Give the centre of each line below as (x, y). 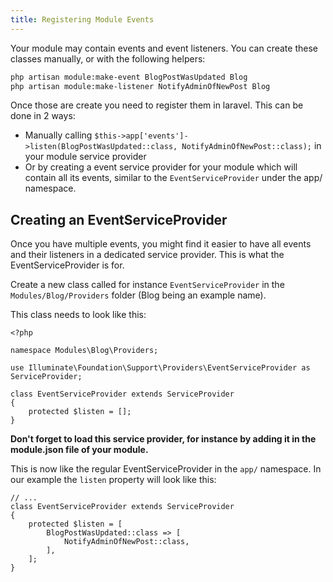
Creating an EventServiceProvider (119, 219)
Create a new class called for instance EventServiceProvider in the (147, 285)
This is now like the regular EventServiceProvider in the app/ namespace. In (166, 469)
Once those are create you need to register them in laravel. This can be (157, 105)
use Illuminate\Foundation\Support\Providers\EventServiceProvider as (160, 368)
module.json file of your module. (79, 450)
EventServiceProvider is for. (67, 265)
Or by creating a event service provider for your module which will (161, 167)
